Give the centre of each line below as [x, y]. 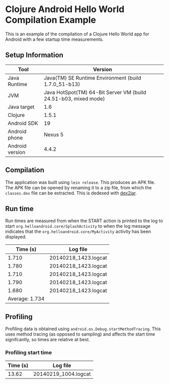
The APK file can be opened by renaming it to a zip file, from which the [78, 187]
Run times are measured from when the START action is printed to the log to [84, 221]
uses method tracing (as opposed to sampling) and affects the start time [80, 334]
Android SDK [23, 123]
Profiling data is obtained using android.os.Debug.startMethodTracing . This [83, 329]
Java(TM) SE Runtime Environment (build [93, 78]
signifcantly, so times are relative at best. [48, 340]
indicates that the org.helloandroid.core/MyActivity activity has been [78, 232]
